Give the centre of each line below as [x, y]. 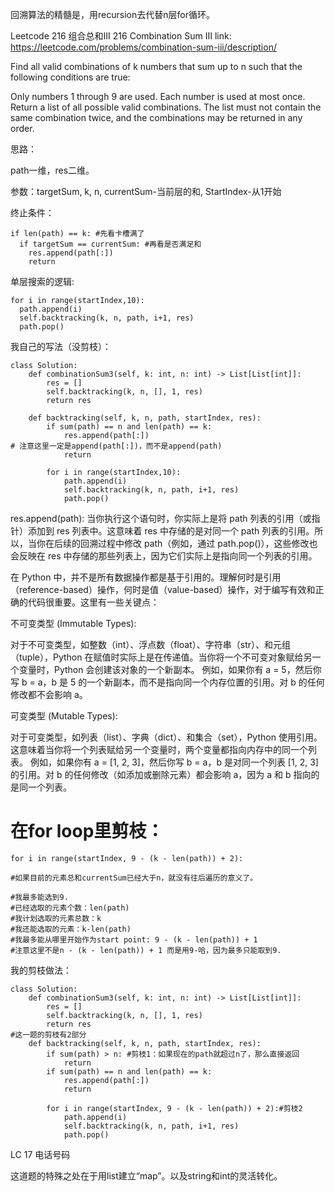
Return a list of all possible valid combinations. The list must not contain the [166, 107]
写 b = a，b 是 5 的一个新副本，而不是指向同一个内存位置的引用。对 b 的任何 [167, 682]
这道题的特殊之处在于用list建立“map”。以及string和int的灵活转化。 [146, 1175]
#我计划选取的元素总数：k [56, 918]
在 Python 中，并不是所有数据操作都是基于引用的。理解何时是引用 [146, 577]
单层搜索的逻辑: [42, 281]
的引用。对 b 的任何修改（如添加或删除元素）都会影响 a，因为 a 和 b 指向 [161, 774]
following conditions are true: [70, 77]
